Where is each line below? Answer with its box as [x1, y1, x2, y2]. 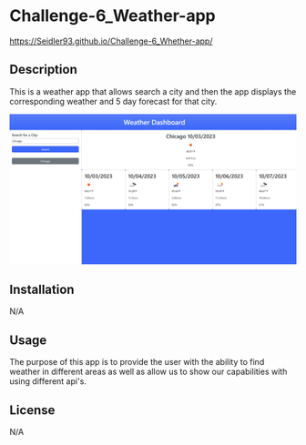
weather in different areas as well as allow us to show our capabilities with [9, 366, 288, 378]
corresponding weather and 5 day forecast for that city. [9, 96, 218, 106]
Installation [9, 281, 75, 297]
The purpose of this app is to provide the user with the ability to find [9, 357, 265, 368]
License [9, 402, 56, 418]
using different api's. [9, 376, 87, 387]
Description [9, 62, 77, 77]
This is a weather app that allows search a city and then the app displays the [9, 86, 297, 96]
